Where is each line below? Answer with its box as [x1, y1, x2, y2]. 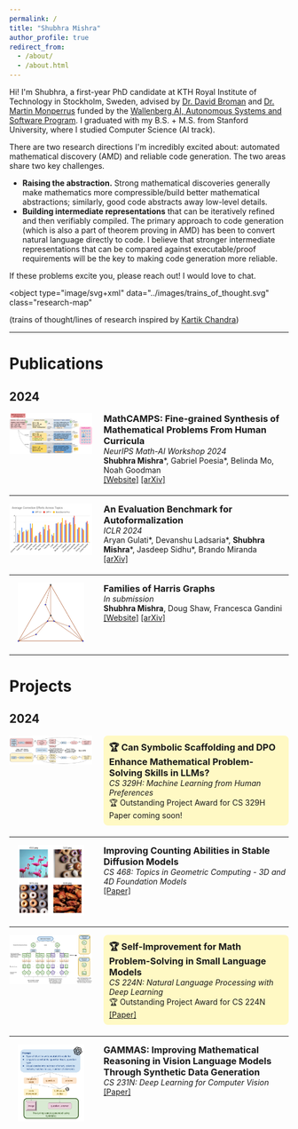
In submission [103, 593, 154, 604]
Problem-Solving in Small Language [109, 955, 267, 967]
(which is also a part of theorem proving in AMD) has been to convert [21, 225, 276, 235]
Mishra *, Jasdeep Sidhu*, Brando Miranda [103, 545, 257, 554]
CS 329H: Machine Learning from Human [109, 777, 262, 788]
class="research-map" [9, 298, 93, 307]
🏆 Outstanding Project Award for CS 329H [109, 797, 266, 807]
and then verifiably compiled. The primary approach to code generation [21, 216, 284, 226]
